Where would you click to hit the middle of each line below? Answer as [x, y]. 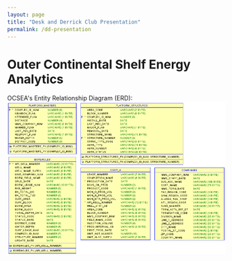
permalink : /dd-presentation [49, 29]
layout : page [26, 15]
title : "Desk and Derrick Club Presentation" [74, 22]
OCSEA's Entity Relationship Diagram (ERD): [70, 98]
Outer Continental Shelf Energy [99, 64]
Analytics [35, 79]
